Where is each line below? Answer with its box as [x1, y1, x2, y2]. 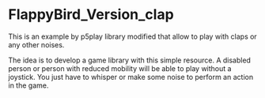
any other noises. [8, 40, 65, 49]
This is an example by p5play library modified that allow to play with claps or [8, 32, 257, 41]
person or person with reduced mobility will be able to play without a [8, 63, 232, 73]
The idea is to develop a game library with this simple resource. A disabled [8, 55, 252, 65]
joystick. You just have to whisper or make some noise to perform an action [8, 72, 254, 81]
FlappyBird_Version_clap [8, 6, 174, 24]
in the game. [8, 81, 49, 90]
